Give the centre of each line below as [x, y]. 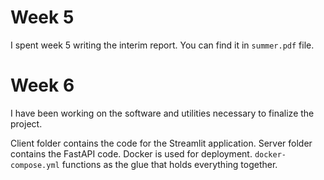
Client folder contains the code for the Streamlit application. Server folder [161, 143]
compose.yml [35, 165]
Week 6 [42, 85]
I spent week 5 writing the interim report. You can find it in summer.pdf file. [162, 45]
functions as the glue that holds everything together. [169, 164]
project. [26, 123]
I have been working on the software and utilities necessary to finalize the [162, 113]
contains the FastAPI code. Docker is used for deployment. [131, 153]
